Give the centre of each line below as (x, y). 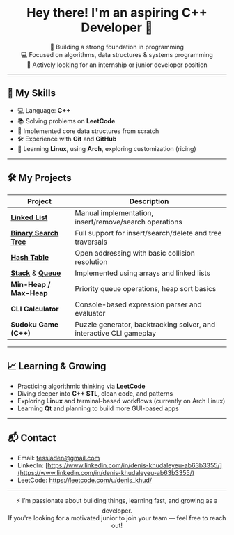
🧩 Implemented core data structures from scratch (88, 131)
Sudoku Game (35, 324)
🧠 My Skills (31, 93)
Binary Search (35, 233)
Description (149, 201)
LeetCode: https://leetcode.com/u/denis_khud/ (84, 480)
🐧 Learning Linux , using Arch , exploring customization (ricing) (107, 148)
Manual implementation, (114, 212)
